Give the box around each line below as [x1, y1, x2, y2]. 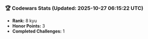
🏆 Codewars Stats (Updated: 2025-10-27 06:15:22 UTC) [5, 4, 144, 11]
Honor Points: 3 [12, 23, 45, 29]
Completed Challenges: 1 [12, 28, 65, 34]
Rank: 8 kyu [12, 18, 37, 24]
